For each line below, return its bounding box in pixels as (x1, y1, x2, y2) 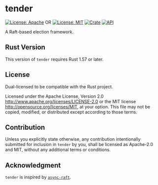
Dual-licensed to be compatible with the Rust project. (5, 83, 113, 89)
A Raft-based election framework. (5, 29, 74, 35)
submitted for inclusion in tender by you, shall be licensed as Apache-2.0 (5, 142, 154, 148)
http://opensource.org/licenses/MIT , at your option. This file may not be (5, 104, 151, 110)
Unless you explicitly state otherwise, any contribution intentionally (5, 136, 141, 142)
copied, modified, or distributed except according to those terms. (5, 109, 138, 115)
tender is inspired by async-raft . (5, 174, 71, 180)
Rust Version (5, 43, 46, 52)
